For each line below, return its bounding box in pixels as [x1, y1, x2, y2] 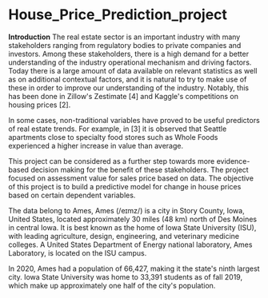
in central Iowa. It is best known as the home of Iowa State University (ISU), [8, 222, 257, 232]
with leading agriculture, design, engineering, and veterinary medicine [8, 231, 240, 240]
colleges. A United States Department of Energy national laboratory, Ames [8, 240, 253, 249]
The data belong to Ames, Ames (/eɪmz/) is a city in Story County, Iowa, [8, 205, 246, 215]
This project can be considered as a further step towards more [8, 156, 215, 165]
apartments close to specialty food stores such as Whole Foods [8, 132, 218, 141]
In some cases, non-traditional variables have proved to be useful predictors [8, 115, 260, 125]
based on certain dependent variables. [8, 190, 136, 200]
